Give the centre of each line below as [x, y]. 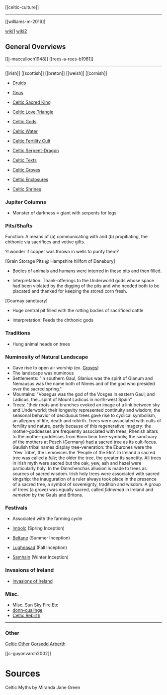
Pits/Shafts [19, 226]
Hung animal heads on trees [41, 344]
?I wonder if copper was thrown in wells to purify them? [62, 252]
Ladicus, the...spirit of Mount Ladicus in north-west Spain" [72, 399]
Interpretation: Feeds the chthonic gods [53, 320]
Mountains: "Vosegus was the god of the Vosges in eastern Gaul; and [83, 394]
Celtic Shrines [27, 189]
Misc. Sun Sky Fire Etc [35, 605]
